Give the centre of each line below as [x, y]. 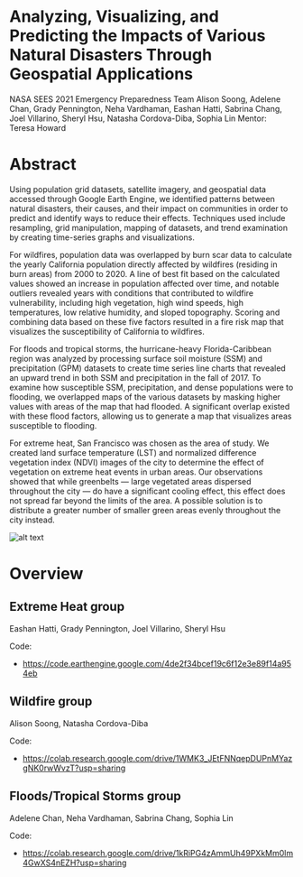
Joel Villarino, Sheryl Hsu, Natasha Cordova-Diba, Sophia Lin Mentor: [138, 118]
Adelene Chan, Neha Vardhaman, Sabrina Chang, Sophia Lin [122, 817]
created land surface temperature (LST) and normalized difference [133, 452]
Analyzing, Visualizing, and [114, 17]
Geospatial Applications [101, 74]
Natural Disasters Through [111, 55]
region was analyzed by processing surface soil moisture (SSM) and [136, 358]
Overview [46, 574]
